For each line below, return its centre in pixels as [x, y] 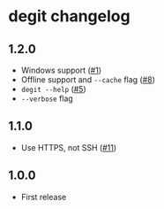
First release [44, 197]
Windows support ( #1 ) [61, 70]
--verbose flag [47, 98]
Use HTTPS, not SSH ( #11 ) [69, 147]
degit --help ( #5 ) [54, 89]
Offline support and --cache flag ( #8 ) [88, 80]
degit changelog [69, 16]
